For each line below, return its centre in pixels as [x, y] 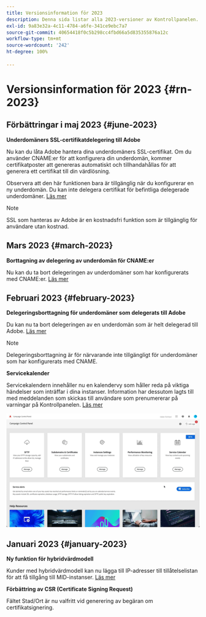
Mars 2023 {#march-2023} [60, 246]
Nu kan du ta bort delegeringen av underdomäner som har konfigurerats [97, 272]
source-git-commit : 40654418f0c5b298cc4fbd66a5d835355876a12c [87, 33]
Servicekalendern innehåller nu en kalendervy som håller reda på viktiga [98, 385]
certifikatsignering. [30, 608]
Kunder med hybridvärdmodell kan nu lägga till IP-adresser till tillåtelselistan [102, 571]
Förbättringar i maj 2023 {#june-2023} [82, 125]
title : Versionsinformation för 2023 [55, 13]
